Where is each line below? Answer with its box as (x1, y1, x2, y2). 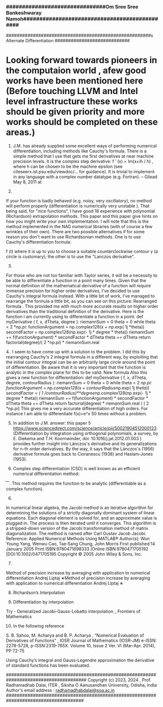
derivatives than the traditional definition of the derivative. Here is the (6, 309, 144, 314)
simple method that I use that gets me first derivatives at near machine (13, 153, 154, 159)
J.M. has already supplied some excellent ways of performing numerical (13, 143, 157, 149)
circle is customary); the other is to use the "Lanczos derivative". (6, 254, 135, 260)
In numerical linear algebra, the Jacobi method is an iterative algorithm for (6, 505, 153, 510)
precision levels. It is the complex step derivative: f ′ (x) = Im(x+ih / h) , (13, 159, 153, 164)
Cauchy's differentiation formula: (6, 239, 72, 245)
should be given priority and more (6, 106, 145, 117)
